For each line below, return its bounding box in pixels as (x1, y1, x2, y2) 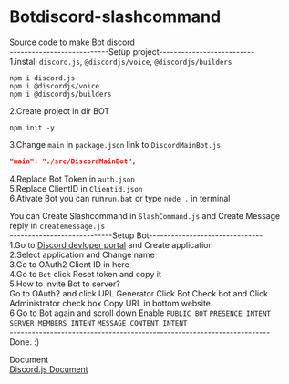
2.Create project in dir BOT (9, 105, 110, 116)
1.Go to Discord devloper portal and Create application (9, 239, 213, 250)
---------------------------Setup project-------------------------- (9, 46, 255, 57)
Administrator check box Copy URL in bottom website (9, 297, 212, 308)
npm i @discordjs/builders (9, 89, 112, 99)
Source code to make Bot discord (9, 36, 135, 47)
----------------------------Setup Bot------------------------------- (9, 230, 263, 241)
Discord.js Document (9, 363, 88, 375)
